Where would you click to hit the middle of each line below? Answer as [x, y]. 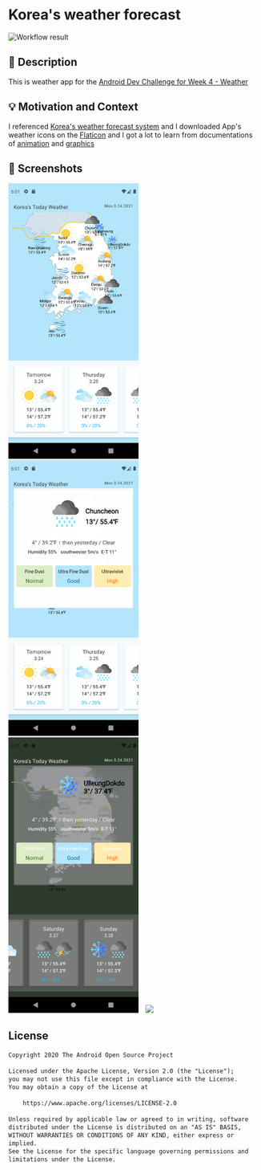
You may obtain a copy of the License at [78, 1087]
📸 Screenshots [46, 168]
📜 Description [43, 62]
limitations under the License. [62, 1160]
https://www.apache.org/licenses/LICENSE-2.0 [100, 1103]
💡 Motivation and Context [73, 107]
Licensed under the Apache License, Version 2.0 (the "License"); [121, 1071]
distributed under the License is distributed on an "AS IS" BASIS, [125, 1127]
